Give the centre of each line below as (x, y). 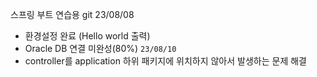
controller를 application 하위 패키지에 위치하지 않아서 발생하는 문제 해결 (165, 61)
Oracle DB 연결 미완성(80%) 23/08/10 (100, 48)
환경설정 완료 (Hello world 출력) (87, 36)
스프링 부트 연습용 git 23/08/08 (72, 14)
